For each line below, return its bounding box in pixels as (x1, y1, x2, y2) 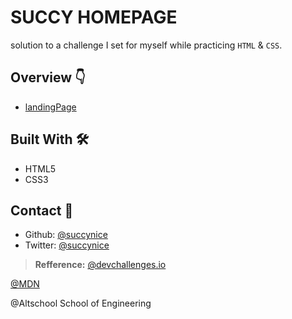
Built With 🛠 (10, 131, 90, 148)
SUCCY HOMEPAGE (10, 6, 178, 29)
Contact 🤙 (10, 202, 74, 219)
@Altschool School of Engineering (10, 297, 152, 310)
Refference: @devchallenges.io (34, 259, 167, 271)
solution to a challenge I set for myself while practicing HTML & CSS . (10, 39, 283, 51)
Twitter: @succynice (24, 239, 110, 251)
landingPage (24, 101, 77, 113)
